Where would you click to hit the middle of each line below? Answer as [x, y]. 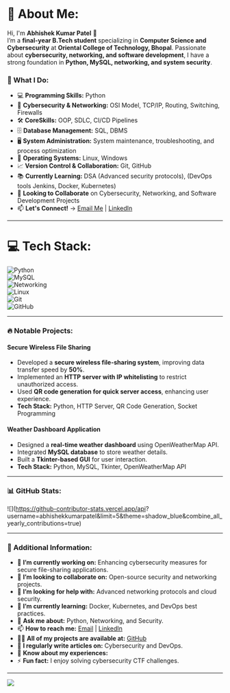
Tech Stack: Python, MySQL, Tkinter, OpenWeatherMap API [102, 466]
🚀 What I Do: [28, 80]
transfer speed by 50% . [51, 370]
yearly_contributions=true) [44, 523]
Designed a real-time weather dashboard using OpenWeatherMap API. [118, 444]
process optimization [47, 151]
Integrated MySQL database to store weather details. [92, 452]
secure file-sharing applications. [63, 570]
